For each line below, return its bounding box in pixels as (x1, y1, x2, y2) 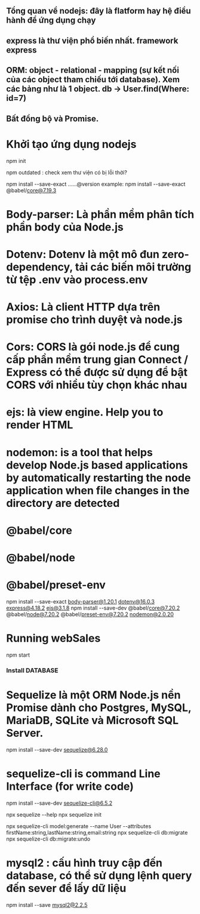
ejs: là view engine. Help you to (6, 405, 164, 419)
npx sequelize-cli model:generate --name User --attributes (6, 822, 152, 830)
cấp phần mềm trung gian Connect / (6, 353, 189, 367)
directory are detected (6, 496, 120, 510)
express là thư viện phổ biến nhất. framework (6, 35, 179, 45)
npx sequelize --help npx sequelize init (6, 811, 102, 818)
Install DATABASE (6, 666, 59, 675)
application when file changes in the (6, 484, 190, 497)
